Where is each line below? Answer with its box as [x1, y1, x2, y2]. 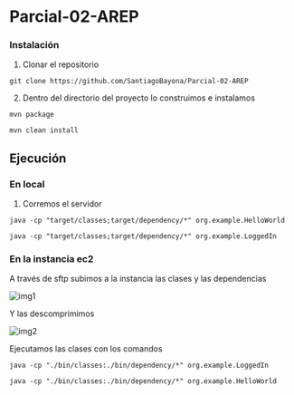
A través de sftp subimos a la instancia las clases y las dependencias [9, 274, 267, 284]
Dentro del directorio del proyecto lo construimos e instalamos [22, 92, 256, 103]
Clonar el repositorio [22, 59, 100, 70]
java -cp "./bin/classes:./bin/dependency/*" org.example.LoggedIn [9, 361, 270, 371]
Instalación [9, 39, 60, 52]
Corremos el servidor [22, 198, 102, 209]
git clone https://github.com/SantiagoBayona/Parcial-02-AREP [9, 77, 249, 86]
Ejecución [9, 150, 67, 166]
